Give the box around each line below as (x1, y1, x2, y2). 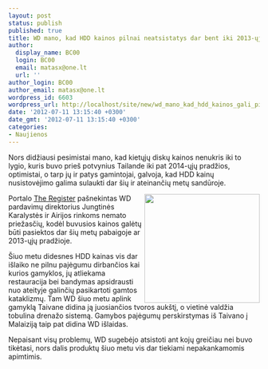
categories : (8, 123, 48, 131)
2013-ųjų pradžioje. (8, 236, 73, 245)
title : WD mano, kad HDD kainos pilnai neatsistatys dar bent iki (8, 34, 234, 42)
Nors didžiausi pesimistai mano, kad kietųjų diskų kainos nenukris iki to (8, 153, 242, 162)
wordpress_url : (8, 101, 59, 109)
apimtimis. (8, 351, 42, 361)
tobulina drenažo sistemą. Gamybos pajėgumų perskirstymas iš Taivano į (8, 311, 249, 320)
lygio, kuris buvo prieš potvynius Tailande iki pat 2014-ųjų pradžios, (8, 161, 231, 170)
